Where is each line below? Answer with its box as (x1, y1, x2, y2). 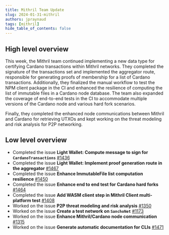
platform (12, 197, 31, 203)
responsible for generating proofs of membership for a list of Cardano (5, 74, 150, 80)
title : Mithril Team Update (5, 7, 65, 13)
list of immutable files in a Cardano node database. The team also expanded (5, 90, 164, 96)
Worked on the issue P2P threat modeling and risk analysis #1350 (12, 202, 152, 209)
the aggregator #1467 (12, 165, 59, 171)
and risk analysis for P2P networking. (5, 121, 83, 127)
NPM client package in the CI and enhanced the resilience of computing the (5, 85, 163, 91)
